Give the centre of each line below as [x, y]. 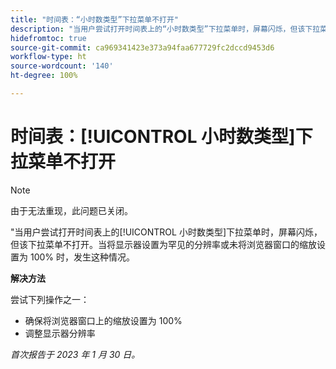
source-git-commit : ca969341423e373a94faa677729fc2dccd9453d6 [142, 47]
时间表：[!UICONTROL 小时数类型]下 [161, 137]
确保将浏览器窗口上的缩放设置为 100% [103, 320]
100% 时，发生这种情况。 [82, 257]
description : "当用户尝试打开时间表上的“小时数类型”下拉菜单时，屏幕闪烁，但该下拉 [165, 29]
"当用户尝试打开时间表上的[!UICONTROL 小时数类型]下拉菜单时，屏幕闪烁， [166, 232]
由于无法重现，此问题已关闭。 [71, 210]
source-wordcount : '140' [62, 66]
